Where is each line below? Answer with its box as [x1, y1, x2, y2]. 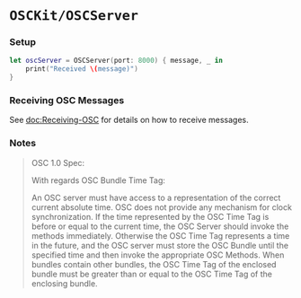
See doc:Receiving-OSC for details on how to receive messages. [9, 115, 249, 126]
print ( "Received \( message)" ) [25, 65, 139, 74]
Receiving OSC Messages [9, 94, 125, 107]
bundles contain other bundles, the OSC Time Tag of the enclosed [31, 259, 277, 269]
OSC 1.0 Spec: [31, 157, 85, 168]
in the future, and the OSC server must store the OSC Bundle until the [31, 240, 289, 250]
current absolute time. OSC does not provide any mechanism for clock [31, 201, 292, 213]
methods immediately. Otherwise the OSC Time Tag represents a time [31, 230, 290, 241]
